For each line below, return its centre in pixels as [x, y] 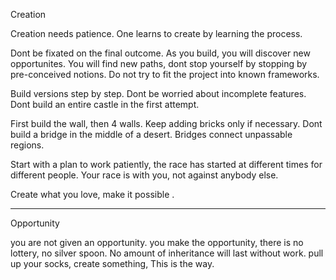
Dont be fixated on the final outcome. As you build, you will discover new [160, 53]
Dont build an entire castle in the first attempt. [105, 104]
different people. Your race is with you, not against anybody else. [144, 175]
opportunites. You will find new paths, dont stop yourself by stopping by [159, 63]
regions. [27, 145]
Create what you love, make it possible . [92, 194]
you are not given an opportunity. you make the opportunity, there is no [157, 242]
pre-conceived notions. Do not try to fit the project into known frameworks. [165, 74]
